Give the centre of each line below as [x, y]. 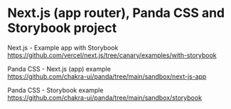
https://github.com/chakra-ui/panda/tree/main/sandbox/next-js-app [107, 76]
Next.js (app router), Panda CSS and [116, 13]
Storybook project [62, 28]
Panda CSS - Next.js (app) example [59, 69]
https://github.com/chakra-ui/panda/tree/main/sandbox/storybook [105, 98]
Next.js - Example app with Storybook [63, 47]
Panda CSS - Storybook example [55, 90]
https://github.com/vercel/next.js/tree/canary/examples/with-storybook [112, 55]
